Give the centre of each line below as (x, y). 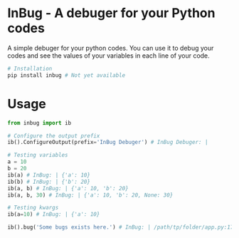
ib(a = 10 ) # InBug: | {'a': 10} (54, 214)
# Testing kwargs (33, 208)
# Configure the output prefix (54, 136)
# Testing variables (38, 155)
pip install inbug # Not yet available (67, 75)
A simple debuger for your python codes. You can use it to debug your (111, 48)
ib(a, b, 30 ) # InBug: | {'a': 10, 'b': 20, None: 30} (90, 195)
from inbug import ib (39, 123)
